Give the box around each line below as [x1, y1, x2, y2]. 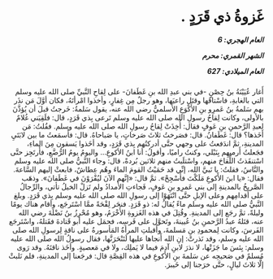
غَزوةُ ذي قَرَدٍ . [180, 7, 264, 26]
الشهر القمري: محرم [201, 50, 264, 60]
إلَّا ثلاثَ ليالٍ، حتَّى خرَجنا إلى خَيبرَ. [164, 259, 264, 269]
